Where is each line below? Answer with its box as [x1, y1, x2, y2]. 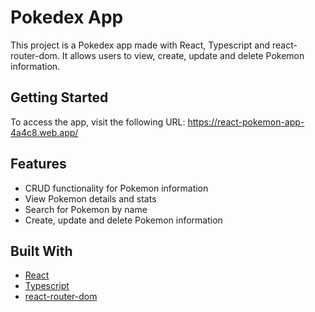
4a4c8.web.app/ [10, 126, 79, 138]
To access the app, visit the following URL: [10, 116, 186, 128]
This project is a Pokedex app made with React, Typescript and [10, 39, 271, 51]
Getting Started [10, 89, 109, 106]
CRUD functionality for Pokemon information [24, 182, 209, 194]
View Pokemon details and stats [24, 192, 157, 205]
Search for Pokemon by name [24, 203, 148, 215]
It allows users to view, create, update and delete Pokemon [61, 49, 305, 61]
